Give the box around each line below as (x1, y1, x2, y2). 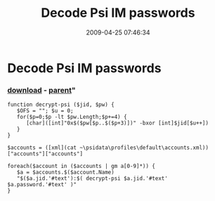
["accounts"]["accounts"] (7, 150, 83, 157)
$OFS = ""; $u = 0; (16, 108, 74, 115)
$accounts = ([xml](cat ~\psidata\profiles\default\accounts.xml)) (7, 144, 209, 152)
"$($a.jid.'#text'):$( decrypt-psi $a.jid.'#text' (16, 175, 169, 182)
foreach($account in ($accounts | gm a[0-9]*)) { (7, 163, 156, 170)
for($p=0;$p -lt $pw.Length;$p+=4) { (16, 114, 128, 121)
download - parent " (7, 85, 76, 95)
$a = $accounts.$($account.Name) (16, 169, 115, 176)
